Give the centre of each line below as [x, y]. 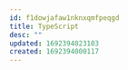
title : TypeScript [44, 26]
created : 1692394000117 [54, 52]
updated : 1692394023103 [54, 43]
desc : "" [26, 35]
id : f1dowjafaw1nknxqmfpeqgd [64, 18]
